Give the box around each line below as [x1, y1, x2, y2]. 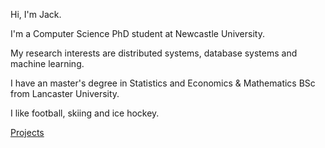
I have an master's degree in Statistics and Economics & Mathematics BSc [10, 77, 316, 89]
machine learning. [10, 58, 85, 69]
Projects [10, 127, 45, 138]
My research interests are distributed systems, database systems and [10, 47, 298, 59]
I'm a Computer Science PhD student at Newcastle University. [10, 28, 265, 39]
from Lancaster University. [10, 88, 120, 99]
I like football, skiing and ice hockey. [10, 107, 160, 119]
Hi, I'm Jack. [10, 9, 62, 20]
